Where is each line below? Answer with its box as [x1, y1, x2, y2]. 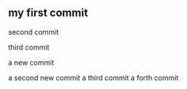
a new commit [8, 57, 55, 67]
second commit [8, 27, 59, 36]
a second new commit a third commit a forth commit [8, 72, 179, 82]
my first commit [8, 6, 89, 20]
